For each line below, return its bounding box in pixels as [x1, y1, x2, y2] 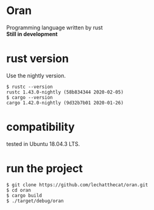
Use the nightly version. [6, 71, 66, 79]
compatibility [6, 120, 75, 134]
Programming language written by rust [6, 24, 103, 31]
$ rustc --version [6, 84, 53, 90]
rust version [6, 52, 69, 66]
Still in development [6, 30, 58, 37]
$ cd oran [6, 187, 32, 193]
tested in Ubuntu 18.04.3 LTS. [6, 140, 80, 147]
